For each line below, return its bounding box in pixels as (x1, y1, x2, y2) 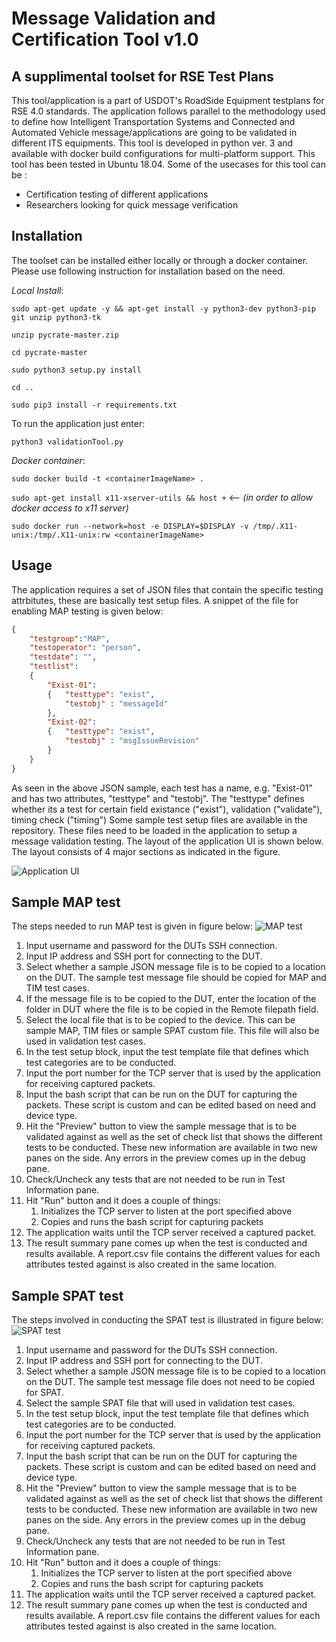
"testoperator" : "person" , (29, 643, 142, 653)
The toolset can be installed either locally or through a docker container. (11, 254, 309, 266)
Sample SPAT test (11, 1287, 124, 1304)
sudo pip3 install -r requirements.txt (11, 400, 178, 410)
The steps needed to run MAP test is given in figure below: (11, 920, 253, 932)
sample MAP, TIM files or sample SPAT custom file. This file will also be (25, 1025, 320, 1037)
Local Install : (11, 284, 64, 296)
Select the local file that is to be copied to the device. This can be (25, 1014, 296, 1026)
